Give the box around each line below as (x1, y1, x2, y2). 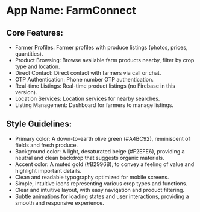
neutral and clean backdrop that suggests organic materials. (14, 154, 164, 161)
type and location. (14, 63, 60, 70)
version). (14, 89, 37, 95)
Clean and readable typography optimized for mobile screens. (14, 173, 169, 181)
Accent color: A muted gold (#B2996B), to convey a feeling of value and (14, 161, 195, 168)
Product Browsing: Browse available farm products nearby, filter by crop (14, 57, 195, 63)
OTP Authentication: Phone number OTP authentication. (14, 76, 154, 83)
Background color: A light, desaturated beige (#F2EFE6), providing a (14, 147, 185, 155)
